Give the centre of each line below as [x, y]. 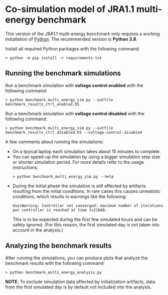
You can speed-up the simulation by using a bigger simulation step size [86, 157]
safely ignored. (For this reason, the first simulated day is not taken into [86, 224]
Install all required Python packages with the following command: [73, 49]
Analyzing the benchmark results [58, 246]
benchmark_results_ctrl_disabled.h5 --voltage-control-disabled [74, 132]
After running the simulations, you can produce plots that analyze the [76, 258]
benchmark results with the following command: [55, 263]
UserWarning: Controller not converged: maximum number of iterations [88, 206]
